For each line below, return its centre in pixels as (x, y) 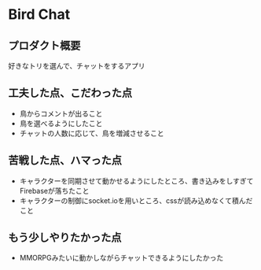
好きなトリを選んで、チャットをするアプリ (77, 66)
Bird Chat (39, 15)
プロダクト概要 (44, 45)
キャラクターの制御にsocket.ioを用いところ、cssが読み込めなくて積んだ (136, 200)
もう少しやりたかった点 (65, 238)
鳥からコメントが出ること (61, 113)
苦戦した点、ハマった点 (65, 160)
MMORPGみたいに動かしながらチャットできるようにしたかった (121, 258)
